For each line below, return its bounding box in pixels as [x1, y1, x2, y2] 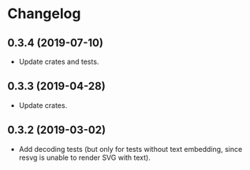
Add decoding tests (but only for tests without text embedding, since [18, 144, 243, 153]
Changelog [7, 5, 81, 23]
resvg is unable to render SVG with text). [18, 153, 151, 162]
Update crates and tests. [18, 57, 99, 66]
